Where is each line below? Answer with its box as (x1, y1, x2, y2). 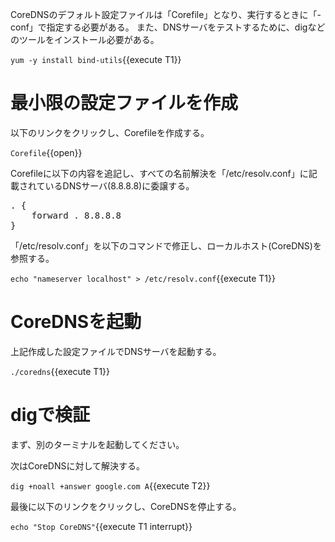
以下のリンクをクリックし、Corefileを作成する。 (10, 126, 210, 138)
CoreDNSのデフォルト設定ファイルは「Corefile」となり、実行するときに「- (10, 9, 322, 20)
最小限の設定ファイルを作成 (10, 92, 239, 115)
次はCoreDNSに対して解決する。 (10, 459, 146, 472)
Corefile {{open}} (10, 146, 83, 158)
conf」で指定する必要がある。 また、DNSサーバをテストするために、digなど (10, 21, 326, 33)
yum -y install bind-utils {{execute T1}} (10, 54, 182, 65)
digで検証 (10, 404, 90, 427)
